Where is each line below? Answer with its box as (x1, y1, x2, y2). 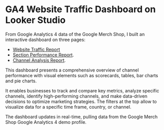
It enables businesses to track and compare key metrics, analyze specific (5, 87, 159, 93)
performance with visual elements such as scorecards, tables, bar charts (5, 72, 158, 78)
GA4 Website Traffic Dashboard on (5, 4, 156, 15)
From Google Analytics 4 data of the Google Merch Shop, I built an (5, 31, 145, 37)
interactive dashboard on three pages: (5, 37, 86, 43)
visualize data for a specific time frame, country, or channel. (5, 104, 131, 110)
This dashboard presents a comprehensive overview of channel (5, 67, 139, 73)
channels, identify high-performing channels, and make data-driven (5, 93, 148, 99)
